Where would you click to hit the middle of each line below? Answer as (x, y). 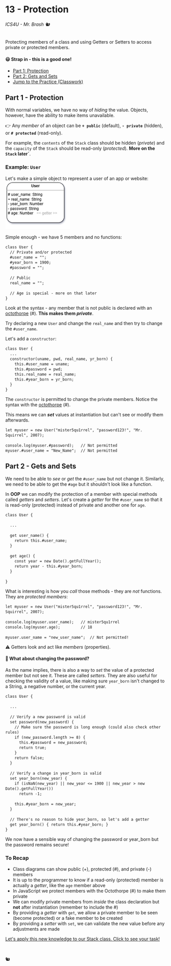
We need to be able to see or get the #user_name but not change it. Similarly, (85, 478)
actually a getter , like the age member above (59, 885)
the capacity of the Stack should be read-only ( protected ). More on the (80, 148)
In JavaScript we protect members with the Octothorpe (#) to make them (89, 891)
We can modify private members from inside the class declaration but (86, 902)
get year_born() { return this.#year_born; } (59, 824)
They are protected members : (36, 596)
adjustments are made (36, 929)
